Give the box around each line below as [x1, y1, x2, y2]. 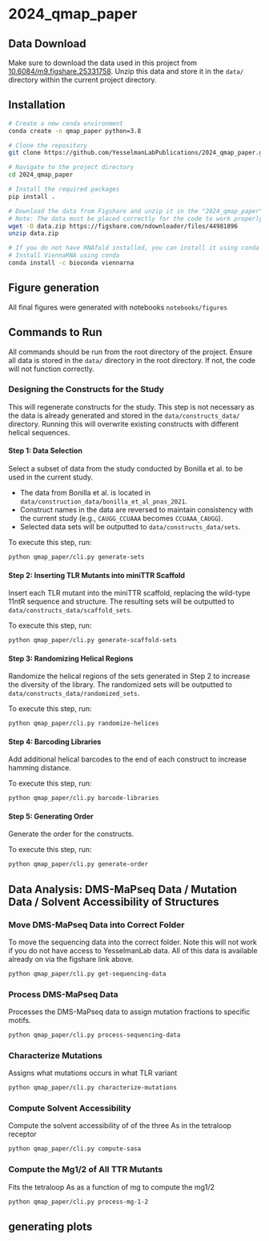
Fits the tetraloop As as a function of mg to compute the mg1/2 [8, 1182, 215, 1191]
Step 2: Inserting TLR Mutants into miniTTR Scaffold [8, 570, 186, 580]
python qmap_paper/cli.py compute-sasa [8, 1145, 142, 1153]
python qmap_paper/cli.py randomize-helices [8, 719, 159, 728]
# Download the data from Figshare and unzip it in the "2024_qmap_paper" [8, 207, 263, 215]
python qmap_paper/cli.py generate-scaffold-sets [8, 637, 178, 645]
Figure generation [8, 281, 100, 295]
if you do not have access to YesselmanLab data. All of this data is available [8, 945, 258, 955]
